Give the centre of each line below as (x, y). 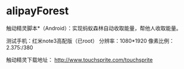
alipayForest (38, 11)
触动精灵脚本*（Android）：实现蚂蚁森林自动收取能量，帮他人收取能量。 (94, 28)
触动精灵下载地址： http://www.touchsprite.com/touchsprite (80, 59)
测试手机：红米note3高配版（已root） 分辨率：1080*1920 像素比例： (90, 40)
